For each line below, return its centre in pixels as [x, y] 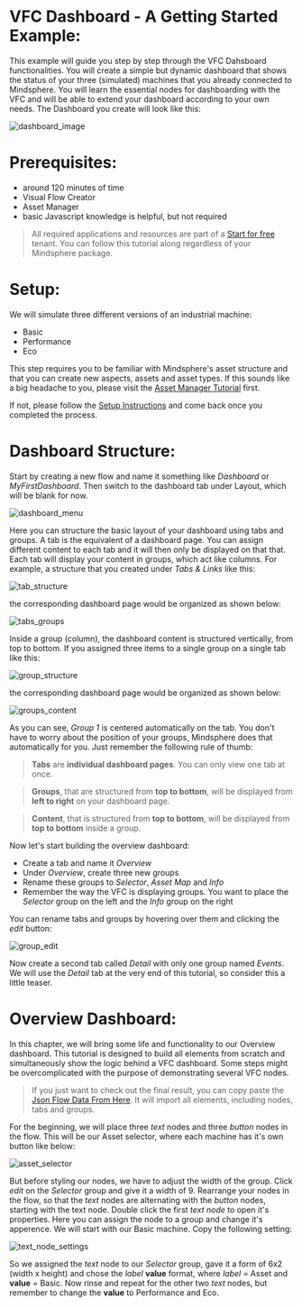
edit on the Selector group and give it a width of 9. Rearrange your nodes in [150, 1190]
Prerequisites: [63, 163]
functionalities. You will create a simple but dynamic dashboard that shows [148, 70]
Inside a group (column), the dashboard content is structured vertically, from [151, 639]
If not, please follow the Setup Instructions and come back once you [136, 405]
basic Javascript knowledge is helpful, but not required [124, 216]
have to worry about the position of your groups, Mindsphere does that [141, 737]
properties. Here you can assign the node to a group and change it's [136, 1219]
